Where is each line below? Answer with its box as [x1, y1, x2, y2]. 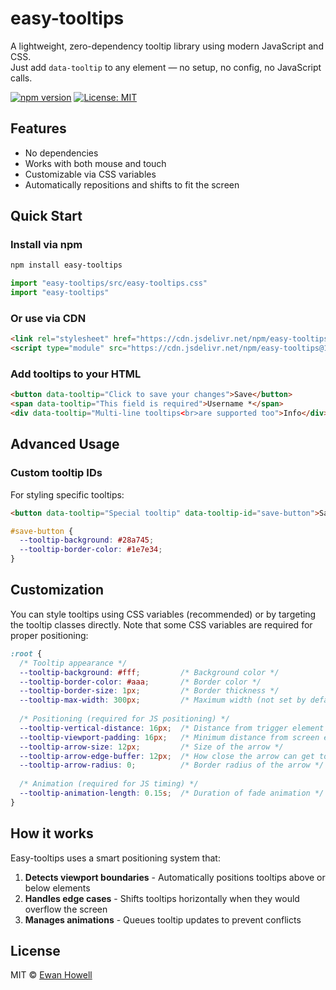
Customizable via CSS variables [24, 168, 157, 180]
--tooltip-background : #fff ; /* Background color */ [19, 667, 280, 677]
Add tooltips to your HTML [10, 367, 142, 381]
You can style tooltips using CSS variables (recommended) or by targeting [10, 608, 317, 620]
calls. [10, 72, 33, 84]
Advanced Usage [10, 436, 120, 453]
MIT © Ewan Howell [10, 969, 93, 981]
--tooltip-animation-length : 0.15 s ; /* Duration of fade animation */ [19, 788, 325, 799]
